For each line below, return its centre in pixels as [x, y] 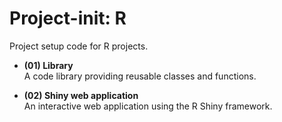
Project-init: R [68, 18]
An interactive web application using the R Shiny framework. [148, 106]
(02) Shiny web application [81, 95]
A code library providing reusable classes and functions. [140, 76]
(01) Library [48, 65]
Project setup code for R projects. [79, 46]
